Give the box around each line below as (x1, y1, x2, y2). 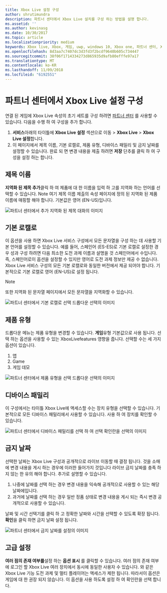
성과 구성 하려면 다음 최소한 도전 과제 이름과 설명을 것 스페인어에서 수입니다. (10, 250, 158, 256)
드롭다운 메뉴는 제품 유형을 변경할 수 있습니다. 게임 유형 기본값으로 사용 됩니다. (5, 330, 157, 336)
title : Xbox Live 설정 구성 (5, 7, 59, 12)
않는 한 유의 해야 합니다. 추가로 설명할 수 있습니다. (10, 470, 107, 476)
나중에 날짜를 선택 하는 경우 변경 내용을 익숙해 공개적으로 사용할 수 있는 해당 (12, 481, 160, 487)
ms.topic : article (5, 35, 43, 40)
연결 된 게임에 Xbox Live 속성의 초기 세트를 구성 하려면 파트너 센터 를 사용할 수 (5, 113, 158, 119)
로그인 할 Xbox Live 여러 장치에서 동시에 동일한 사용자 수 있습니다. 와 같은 (10, 564, 154, 570)
